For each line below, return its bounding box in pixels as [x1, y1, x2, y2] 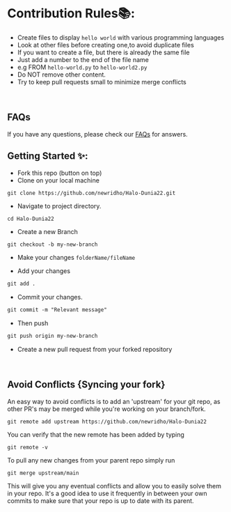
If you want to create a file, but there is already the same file [17, 48, 190, 56]
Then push [17, 319, 49, 327]
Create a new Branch [17, 227, 78, 235]
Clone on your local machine [17, 176, 99, 185]
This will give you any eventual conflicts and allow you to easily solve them [7, 481, 221, 490]
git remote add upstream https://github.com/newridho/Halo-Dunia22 [7, 418, 207, 425]
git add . [7, 280, 36, 288]
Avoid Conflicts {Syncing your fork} [7, 379, 166, 391]
